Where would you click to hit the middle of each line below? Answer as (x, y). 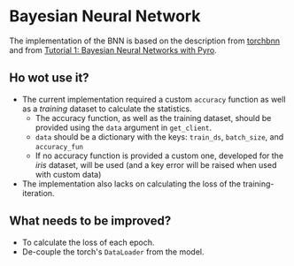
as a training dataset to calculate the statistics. (107, 109)
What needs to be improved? (90, 221)
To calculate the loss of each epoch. (88, 242)
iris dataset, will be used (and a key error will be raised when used (156, 164)
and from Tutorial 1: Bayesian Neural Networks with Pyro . (113, 49)
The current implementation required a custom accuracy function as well (154, 99)
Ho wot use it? (50, 78)
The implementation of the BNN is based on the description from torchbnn (145, 41)
